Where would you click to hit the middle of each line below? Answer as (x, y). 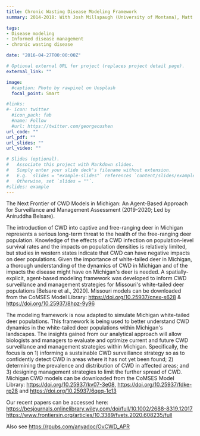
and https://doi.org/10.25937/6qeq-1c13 (68, 391)
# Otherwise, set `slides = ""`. (50, 181)
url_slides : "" (25, 143)
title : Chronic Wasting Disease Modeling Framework (71, 12)
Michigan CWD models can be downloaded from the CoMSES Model (90, 378)
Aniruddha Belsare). (31, 216)
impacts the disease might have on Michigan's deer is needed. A (85, 272)
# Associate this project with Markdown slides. (70, 165)
